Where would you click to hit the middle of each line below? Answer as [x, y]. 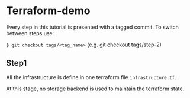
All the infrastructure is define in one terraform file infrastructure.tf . [91, 77]
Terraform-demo [48, 11]
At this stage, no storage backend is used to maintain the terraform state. [95, 89]
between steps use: [30, 33]
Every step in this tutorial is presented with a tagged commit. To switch [93, 27]
